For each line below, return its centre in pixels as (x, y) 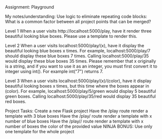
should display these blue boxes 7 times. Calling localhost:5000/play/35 (77, 56)
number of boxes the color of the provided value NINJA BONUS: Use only (79, 126)
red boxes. (16, 101)
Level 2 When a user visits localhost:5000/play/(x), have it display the (75, 45)
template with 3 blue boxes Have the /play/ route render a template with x (79, 116)
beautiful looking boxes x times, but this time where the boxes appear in (77, 86)
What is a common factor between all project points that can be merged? (78, 22)
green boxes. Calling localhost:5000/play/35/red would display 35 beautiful (81, 96)
